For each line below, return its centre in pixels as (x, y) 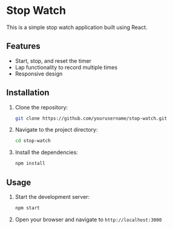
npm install (30, 164)
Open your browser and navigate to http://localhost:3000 (88, 219)
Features (23, 46)
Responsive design (39, 74)
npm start (28, 208)
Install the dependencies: (47, 152)
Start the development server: (52, 197)
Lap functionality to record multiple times (66, 67)
